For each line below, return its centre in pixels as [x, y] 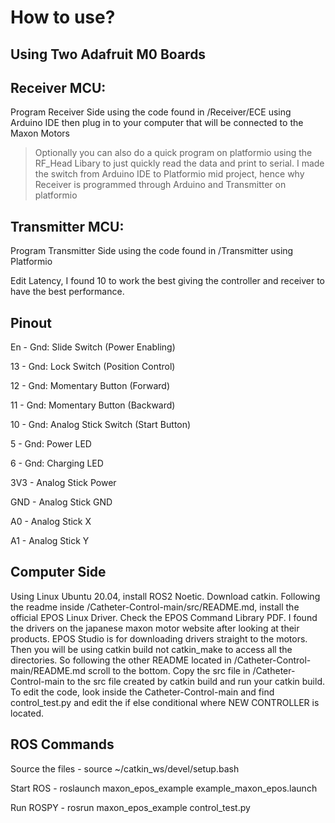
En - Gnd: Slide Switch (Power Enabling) [93, 347]
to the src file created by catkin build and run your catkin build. [196, 681]
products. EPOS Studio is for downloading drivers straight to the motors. [159, 638]
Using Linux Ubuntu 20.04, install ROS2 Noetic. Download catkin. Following [165, 596]
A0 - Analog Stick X [51, 522]
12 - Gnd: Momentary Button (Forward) [90, 386]
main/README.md [48, 670]
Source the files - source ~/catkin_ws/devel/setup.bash [125, 768]
